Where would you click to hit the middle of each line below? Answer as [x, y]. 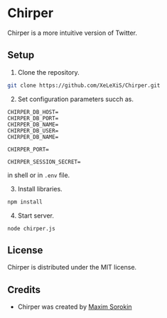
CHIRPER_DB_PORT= [33, 118]
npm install [25, 202]
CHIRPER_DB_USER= [33, 131]
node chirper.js [31, 228]
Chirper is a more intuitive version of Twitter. [72, 33]
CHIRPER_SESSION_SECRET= [44, 161]
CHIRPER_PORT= [28, 149]
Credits [24, 290]
